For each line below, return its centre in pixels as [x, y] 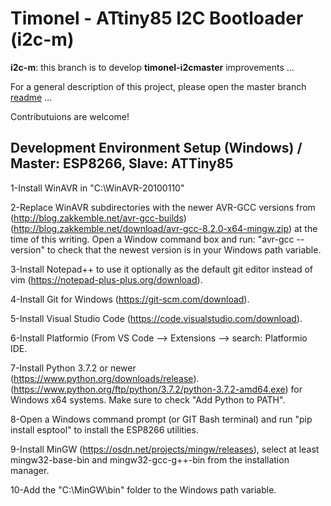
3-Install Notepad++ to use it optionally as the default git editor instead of [161, 269]
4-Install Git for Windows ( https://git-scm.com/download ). [130, 299]
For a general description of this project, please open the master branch [158, 86]
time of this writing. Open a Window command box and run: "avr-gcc [152, 239]
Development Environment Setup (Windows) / [156, 148]
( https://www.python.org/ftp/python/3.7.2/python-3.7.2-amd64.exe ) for [156, 389]
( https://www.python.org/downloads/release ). [105, 378]
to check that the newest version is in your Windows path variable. [184, 249]
